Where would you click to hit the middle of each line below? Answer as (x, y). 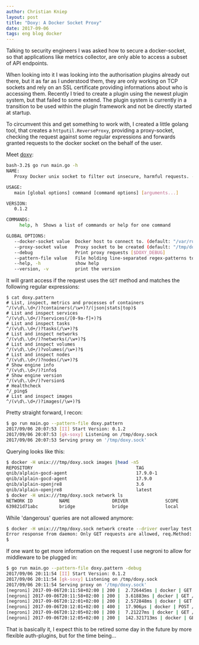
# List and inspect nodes (38, 355)
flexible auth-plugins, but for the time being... (61, 635)
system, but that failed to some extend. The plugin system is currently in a (97, 100)
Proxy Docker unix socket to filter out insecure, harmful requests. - (104, 176)
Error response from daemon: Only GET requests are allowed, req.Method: (99, 534)
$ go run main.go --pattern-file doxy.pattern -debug (74, 568)
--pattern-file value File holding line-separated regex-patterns (100, 258)
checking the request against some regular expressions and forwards (91, 137)
